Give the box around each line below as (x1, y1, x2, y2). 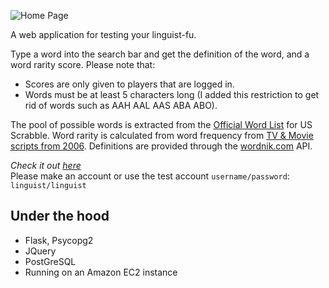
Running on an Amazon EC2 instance (24, 266, 178, 278)
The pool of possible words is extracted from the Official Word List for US (10, 119, 313, 130)
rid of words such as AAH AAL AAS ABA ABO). (24, 100, 218, 111)
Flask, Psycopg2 (24, 234, 94, 246)
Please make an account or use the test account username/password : (10, 170, 290, 182)
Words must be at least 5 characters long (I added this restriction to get (24, 89, 320, 100)
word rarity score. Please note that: (10, 59, 156, 70)
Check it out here (10, 160, 82, 171)
